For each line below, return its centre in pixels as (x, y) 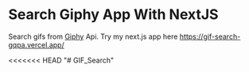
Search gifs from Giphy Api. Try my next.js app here (93, 36)
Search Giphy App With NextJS (113, 15)
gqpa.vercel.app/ (37, 44)
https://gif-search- (210, 36)
